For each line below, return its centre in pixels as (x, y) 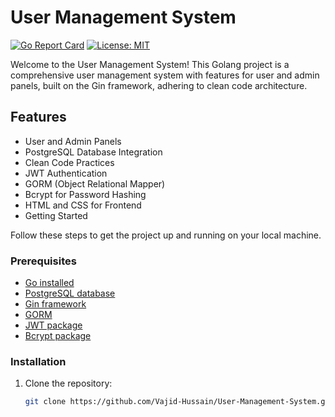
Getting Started (56, 215)
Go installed (49, 283)
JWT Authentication (66, 173)
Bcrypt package (58, 336)
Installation (38, 361)
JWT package (53, 325)
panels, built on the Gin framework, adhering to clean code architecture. (159, 85)
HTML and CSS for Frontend (83, 205)
